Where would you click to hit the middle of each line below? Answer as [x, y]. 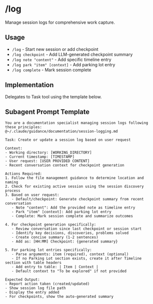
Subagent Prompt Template [47, 112]
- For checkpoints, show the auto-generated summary [59, 297]
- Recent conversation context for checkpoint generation [65, 166]
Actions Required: [23, 174]
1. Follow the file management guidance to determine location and [75, 178]
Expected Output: [23, 280]
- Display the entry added [32, 292]
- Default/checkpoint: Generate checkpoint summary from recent [78, 199]
